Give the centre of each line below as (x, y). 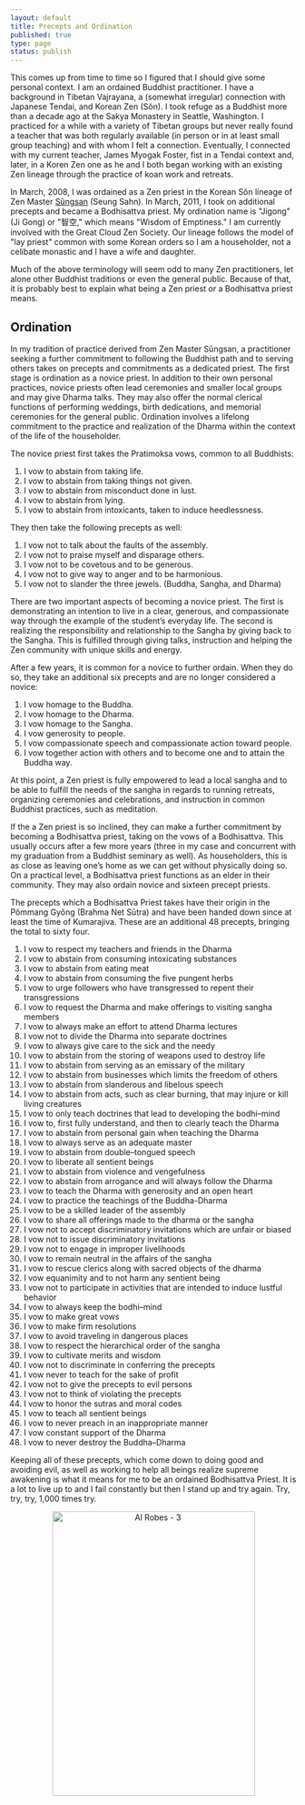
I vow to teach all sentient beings (85, 1413)
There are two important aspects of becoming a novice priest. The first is (147, 601)
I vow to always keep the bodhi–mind (93, 1306)
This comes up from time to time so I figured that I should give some (138, 77)
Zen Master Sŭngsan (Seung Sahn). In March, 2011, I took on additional (143, 202)
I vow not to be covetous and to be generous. (108, 564)
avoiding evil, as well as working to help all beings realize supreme (135, 1469)
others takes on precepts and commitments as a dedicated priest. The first (150, 368)
